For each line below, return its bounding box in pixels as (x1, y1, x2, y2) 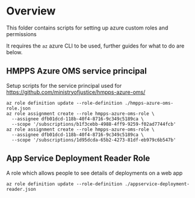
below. (6, 48, 23, 55)
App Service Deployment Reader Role (6, 153, 150, 164)
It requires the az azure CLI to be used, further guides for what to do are (6, 42, 185, 49)
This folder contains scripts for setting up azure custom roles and (6, 24, 169, 31)
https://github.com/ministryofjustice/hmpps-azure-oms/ (6, 88, 146, 96)
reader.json (6, 186, 36, 192)
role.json (6, 105, 31, 111)
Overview (6, 4, 56, 18)
